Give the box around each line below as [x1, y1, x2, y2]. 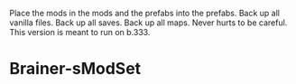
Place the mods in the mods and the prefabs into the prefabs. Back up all [9, 8, 281, 18]
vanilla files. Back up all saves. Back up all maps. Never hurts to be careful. [9, 17, 288, 28]
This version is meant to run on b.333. [9, 27, 151, 37]
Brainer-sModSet [9, 59, 142, 79]
